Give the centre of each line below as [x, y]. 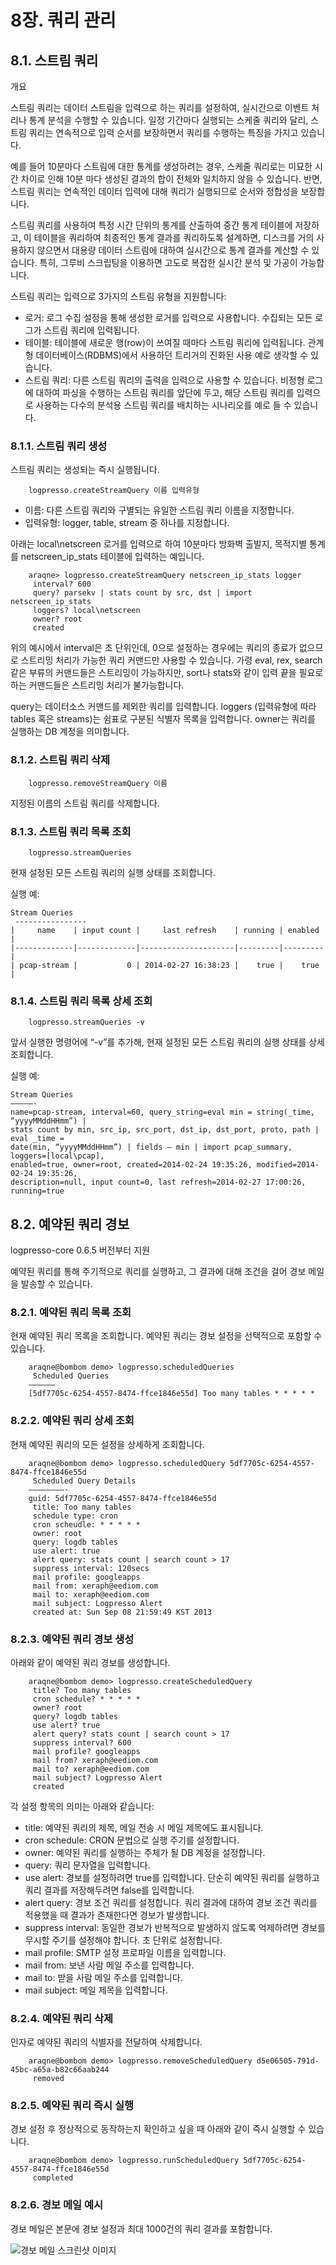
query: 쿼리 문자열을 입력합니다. [87, 1865]
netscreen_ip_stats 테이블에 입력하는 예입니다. [112, 557]
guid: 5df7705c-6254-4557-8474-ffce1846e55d [122, 1498]
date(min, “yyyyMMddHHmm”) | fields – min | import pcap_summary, [151, 1147]
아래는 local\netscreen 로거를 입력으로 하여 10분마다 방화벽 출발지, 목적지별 [159, 544]
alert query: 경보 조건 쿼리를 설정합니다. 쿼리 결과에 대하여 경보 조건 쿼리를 [171, 1902]
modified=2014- [288, 1165]
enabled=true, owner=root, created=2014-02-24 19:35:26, [131, 1165]
